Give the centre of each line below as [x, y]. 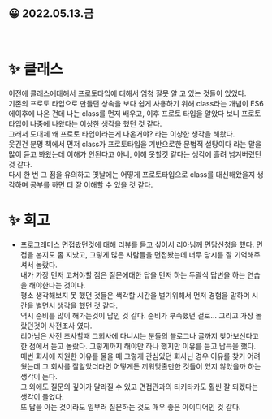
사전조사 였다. [70, 326]
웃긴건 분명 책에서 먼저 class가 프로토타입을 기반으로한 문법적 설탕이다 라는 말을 [135, 144]
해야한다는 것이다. [57, 285]
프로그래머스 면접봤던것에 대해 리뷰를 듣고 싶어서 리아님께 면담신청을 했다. [137, 244]
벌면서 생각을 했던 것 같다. [76, 305]
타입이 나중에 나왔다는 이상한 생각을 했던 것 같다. [85, 123]
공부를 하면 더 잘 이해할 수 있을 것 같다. [91, 184]
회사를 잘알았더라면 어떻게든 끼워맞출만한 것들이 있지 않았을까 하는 [156, 366]
